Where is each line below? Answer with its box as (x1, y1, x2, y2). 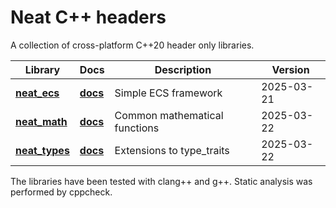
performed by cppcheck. (10, 186, 113, 198)
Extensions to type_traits (114, 143, 230, 157)
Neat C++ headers (10, 6, 167, 29)
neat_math (15, 114, 68, 128)
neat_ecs (15, 86, 60, 100)
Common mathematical (114, 108, 224, 122)
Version (271, 62, 310, 76)
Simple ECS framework (114, 86, 223, 100)
